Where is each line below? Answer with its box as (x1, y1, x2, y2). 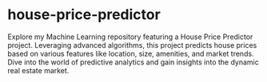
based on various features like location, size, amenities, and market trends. (7, 49, 254, 58)
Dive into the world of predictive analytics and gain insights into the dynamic (7, 57, 259, 67)
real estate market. (7, 65, 70, 75)
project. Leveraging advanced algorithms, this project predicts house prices (7, 40, 257, 49)
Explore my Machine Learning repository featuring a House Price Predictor (7, 32, 253, 41)
